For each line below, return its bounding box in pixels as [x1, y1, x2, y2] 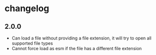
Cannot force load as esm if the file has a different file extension [11, 46, 142, 51]
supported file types [11, 40, 53, 46]
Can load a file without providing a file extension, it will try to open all [11, 35, 152, 41]
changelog [4, 3, 50, 14]
